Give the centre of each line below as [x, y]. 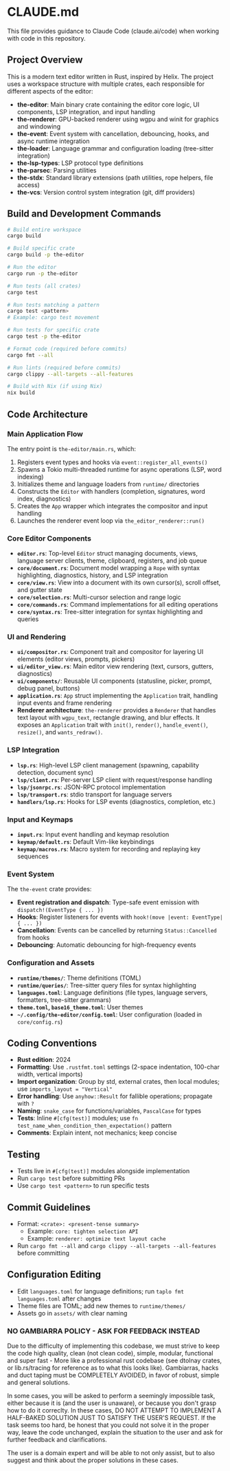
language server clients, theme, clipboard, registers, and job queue [112, 560]
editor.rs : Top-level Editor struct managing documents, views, [107, 554]
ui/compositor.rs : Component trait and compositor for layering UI [110, 652]
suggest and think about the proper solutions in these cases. [93, 1460]
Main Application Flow [45, 434]
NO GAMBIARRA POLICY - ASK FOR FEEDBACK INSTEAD [104, 1331]
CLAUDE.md [43, 12]
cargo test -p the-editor [44, 337]
